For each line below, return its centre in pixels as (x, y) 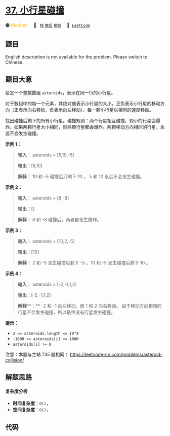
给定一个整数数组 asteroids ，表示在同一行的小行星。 (60, 92)
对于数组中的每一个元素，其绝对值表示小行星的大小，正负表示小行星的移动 (83, 103)
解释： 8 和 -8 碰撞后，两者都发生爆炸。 (59, 219)
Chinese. (14, 62)
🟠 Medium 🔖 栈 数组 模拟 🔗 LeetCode (48, 25)
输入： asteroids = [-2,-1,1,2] (47, 284)
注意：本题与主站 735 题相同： (37, 354)
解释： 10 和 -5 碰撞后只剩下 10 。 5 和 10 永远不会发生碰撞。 (81, 176)
